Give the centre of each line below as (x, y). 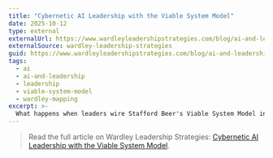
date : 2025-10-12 (38, 23)
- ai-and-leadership (50, 76)
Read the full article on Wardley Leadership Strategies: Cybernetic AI (143, 137)
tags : (17, 62)
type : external (34, 31)
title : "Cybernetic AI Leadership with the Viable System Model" (121, 16)
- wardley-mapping (47, 99)
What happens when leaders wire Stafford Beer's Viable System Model (136, 114)
